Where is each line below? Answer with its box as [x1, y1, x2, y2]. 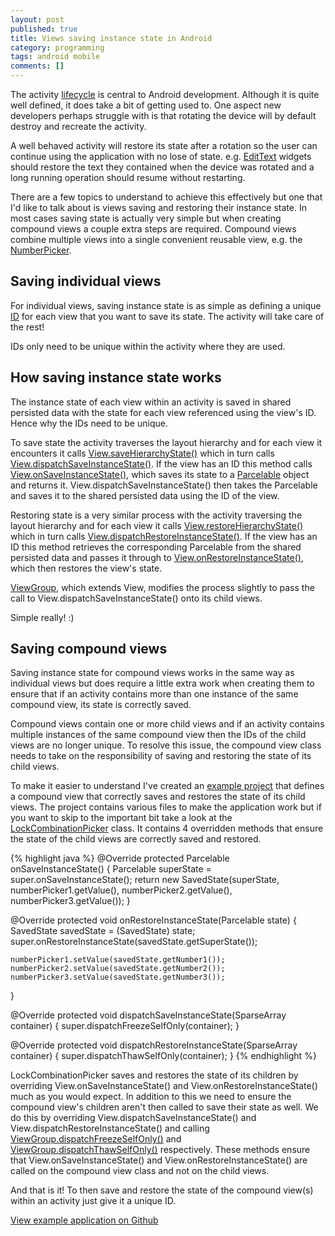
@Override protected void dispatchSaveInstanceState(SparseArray [10, 1009, 287, 1021]
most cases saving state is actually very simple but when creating [10, 212, 282, 224]
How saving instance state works [10, 369, 222, 386]
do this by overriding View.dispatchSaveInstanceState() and [10, 1112, 257, 1124]
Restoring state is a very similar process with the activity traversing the [10, 509, 303, 521]
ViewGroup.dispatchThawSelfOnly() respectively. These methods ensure [10, 1144, 311, 1156]
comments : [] [10, 61, 65, 71]
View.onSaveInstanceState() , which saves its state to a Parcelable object [10, 468, 310, 480]
